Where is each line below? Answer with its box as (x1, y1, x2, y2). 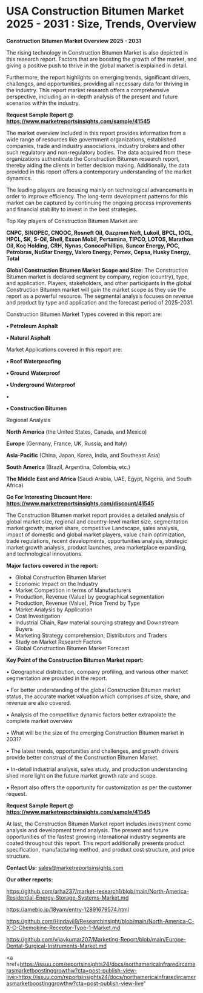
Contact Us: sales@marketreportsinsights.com (6, 864, 124, 871)
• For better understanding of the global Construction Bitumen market (6, 686, 181, 693)
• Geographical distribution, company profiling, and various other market (6, 668, 188, 675)
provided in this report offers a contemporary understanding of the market (6, 168, 192, 175)
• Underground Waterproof (6, 381, 76, 388)
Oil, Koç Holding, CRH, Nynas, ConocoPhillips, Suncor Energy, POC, (6, 241, 180, 249)
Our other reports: (6, 875, 53, 883)
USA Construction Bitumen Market (6, 4, 184, 18)
